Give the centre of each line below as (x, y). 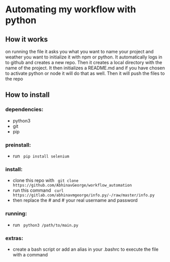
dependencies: (24, 110)
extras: (14, 238)
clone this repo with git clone (45, 180)
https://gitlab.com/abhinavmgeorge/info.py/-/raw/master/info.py (83, 195)
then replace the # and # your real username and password (75, 200)
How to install (28, 95)
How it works (27, 39)
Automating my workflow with (71, 9)
